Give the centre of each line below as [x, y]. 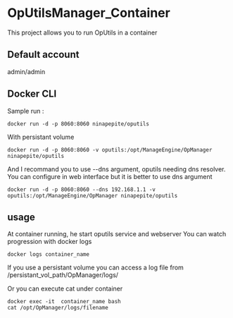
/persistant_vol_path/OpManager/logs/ [63, 275]
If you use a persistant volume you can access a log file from [96, 268]
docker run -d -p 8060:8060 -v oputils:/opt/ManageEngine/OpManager [110, 149]
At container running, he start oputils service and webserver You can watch [117, 234]
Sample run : [26, 111]
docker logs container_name [49, 255]
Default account [43, 55]
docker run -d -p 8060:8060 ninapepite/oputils [78, 124]
